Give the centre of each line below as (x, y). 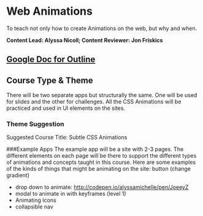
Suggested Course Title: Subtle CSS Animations (67, 137)
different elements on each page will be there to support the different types (101, 156)
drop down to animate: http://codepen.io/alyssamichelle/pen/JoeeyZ (102, 187)
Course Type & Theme (50, 80)
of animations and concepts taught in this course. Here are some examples (101, 162)
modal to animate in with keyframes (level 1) (71, 194)
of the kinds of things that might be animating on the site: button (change (99, 169)
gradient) (18, 175)
